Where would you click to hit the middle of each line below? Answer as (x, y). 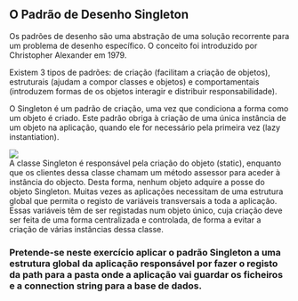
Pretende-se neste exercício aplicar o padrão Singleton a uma (145, 252)
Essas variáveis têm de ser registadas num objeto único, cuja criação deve (146, 210)
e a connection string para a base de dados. (106, 286)
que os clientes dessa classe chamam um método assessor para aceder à (145, 172)
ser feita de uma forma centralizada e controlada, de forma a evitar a (135, 220)
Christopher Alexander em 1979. (68, 55)
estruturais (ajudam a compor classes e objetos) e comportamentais (134, 81)
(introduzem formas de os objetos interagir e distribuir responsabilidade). (143, 91)
